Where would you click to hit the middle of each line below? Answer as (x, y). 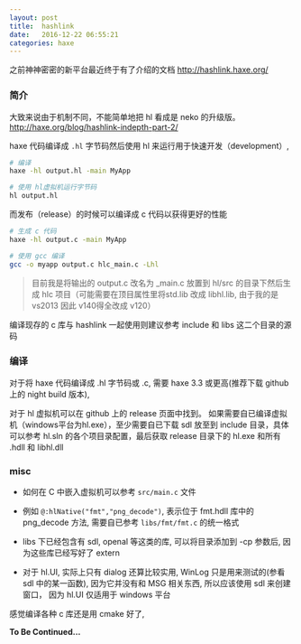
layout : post (34, 18)
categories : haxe (42, 43)
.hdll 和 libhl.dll (36, 447)
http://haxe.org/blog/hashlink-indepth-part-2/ (94, 126)
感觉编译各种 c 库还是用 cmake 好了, (77, 614)
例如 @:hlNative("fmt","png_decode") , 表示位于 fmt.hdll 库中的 (138, 511)
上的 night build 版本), (50, 394)
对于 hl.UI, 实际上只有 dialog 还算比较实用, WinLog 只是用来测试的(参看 (154, 572)
